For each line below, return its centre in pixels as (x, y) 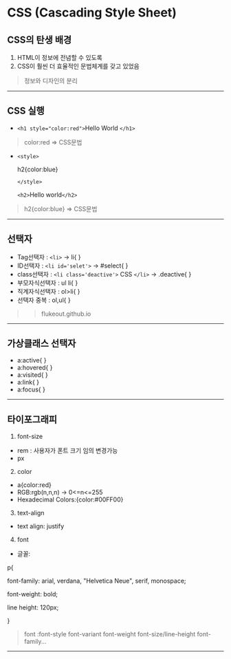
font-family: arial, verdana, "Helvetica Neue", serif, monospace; (97, 581)
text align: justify (41, 526)
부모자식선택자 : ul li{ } (47, 283)
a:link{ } (28, 382)
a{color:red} (34, 485)
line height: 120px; (33, 607)
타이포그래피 (32, 419)
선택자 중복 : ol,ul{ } (44, 300)
